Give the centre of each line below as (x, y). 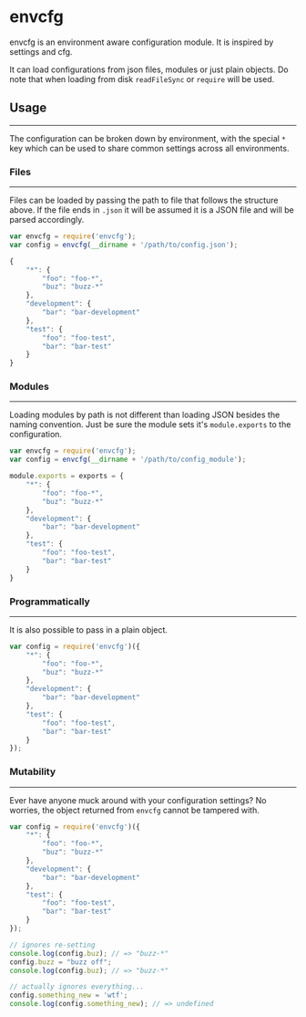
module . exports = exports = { (67, 477)
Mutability (33, 771)
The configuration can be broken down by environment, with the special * (148, 138)
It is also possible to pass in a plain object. (89, 629)
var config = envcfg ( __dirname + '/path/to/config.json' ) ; (124, 245)
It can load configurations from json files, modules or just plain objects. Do (149, 69)
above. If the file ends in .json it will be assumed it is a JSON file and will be (152, 210)
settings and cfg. (41, 51)
